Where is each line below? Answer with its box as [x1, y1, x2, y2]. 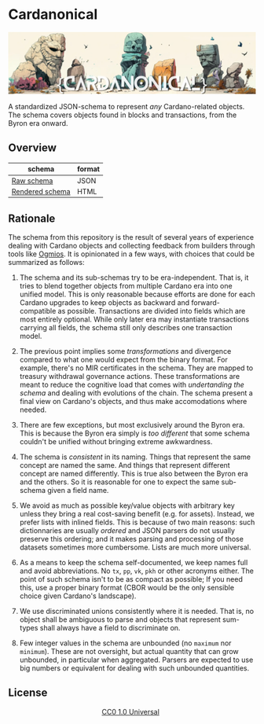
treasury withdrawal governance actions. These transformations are [19, 372, 240, 381]
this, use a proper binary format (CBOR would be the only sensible [19, 583, 234, 593]
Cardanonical [8, 6, 98, 24]
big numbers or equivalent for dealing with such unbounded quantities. [19, 663, 250, 673]
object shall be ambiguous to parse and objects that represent [19, 615, 222, 624]
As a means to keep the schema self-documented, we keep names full [19, 558, 248, 568]
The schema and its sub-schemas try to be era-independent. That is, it [19, 273, 249, 282]
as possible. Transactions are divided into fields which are [57, 307, 246, 316]
